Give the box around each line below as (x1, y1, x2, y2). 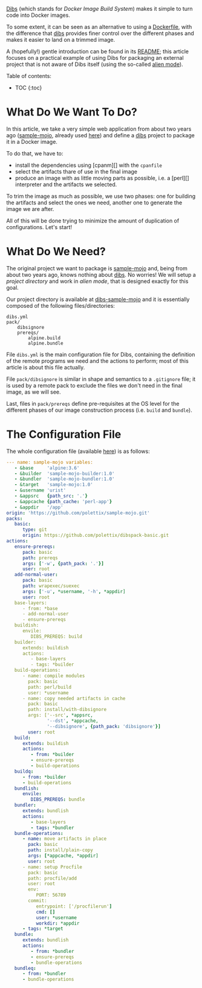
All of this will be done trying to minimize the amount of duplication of (6, 217, 180, 224)
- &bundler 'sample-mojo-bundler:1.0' (14, 476, 115, 483)
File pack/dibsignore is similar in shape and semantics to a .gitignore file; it (6, 375, 196, 383)
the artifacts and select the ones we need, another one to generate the (6, 199, 183, 206)
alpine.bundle (28, 340, 64, 346)
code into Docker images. (6, 11, 71, 19)
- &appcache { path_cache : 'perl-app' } (14, 498, 112, 504)
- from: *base (22, 605, 59, 611)
